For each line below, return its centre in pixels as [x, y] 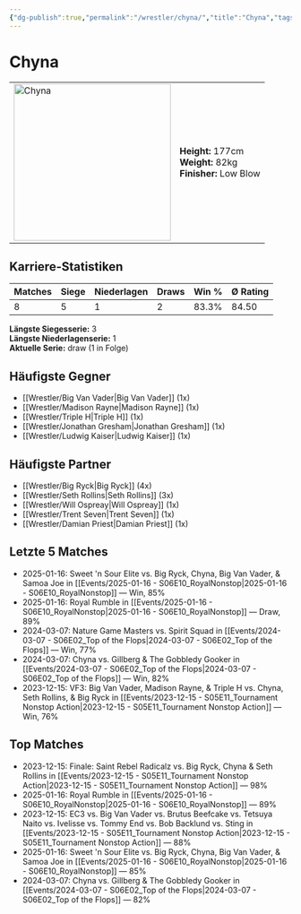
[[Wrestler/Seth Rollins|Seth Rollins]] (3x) [98, 495]
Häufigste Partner [60, 464]
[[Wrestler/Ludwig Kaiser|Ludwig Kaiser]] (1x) [106, 436]
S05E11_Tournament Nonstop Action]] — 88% [107, 842]
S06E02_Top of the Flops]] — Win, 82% [96, 678]
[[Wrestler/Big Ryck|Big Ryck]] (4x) [87, 486]
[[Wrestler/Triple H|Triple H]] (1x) [83, 417]
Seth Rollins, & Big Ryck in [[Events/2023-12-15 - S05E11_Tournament [150, 697]
